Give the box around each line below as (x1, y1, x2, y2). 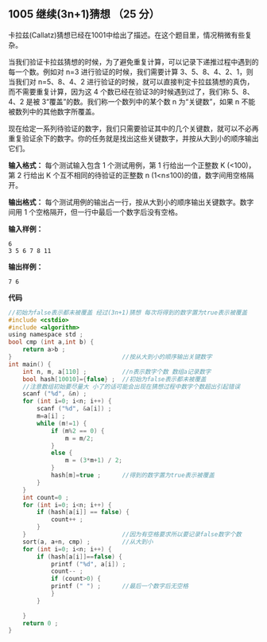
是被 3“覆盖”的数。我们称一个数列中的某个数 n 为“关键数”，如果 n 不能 (25, 96, 256, 106)
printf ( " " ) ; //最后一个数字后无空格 (50, 582, 189, 590)
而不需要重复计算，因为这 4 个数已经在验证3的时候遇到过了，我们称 (8, 87, 230, 96)
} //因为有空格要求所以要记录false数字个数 (22, 531, 242, 539)
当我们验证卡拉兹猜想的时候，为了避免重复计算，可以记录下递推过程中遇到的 (8, 56, 259, 66)
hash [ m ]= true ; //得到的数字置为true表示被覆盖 (50, 472, 215, 480)
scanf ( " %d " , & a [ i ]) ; (37, 405, 112, 413)
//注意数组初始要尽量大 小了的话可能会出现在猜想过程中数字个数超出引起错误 (22, 383, 241, 391)
